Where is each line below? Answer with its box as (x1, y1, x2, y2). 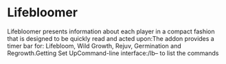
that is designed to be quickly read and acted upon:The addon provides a (7, 34, 214, 42)
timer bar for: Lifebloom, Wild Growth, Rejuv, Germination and (7, 42, 182, 50)
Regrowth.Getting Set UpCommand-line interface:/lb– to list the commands (7, 49, 219, 57)
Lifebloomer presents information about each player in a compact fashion (7, 27, 215, 35)
